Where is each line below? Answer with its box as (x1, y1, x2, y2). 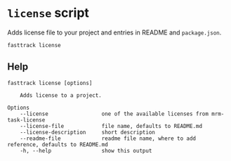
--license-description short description (20, 129, 156, 136)
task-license (7, 116, 46, 124)
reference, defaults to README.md (7, 141, 109, 148)
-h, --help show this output (20, 147, 152, 154)
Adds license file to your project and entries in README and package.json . (7, 28, 222, 37)
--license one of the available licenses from (20, 110, 209, 117)
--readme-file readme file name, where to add (20, 135, 197, 142)
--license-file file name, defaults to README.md (20, 122, 202, 129)
